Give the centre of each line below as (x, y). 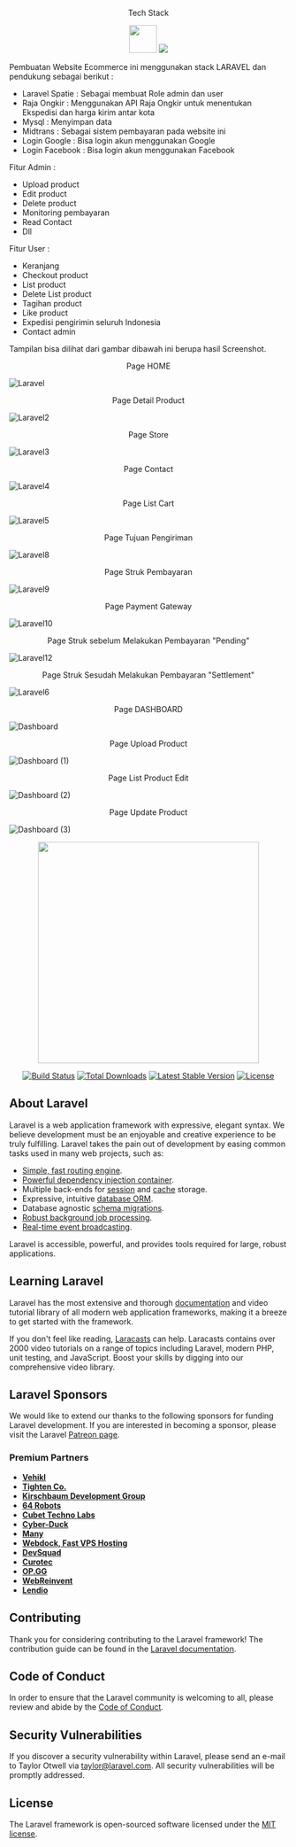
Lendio (35, 1590)
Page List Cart (148, 503)
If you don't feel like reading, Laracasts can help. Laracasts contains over (142, 1339)
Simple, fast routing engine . (72, 1170)
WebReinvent (47, 1580)
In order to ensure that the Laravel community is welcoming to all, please (141, 1698)
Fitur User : (30, 248)
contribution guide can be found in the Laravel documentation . (123, 1649)
